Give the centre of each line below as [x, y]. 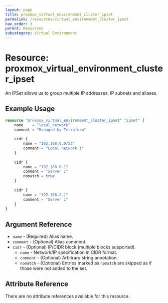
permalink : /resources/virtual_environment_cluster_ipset [67, 19]
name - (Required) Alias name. [43, 236]
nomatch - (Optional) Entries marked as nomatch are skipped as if [86, 263]
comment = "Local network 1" [54, 148]
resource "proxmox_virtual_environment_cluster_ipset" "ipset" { [75, 120]
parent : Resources [24, 29]
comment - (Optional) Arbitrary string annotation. [69, 258]
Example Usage [30, 109]
